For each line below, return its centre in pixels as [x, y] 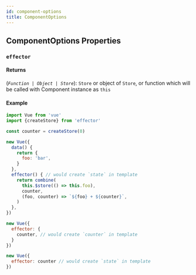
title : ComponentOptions [36, 17]
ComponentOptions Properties [64, 41]
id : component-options [34, 11]
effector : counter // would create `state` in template [81, 261]
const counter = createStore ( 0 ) [45, 131]
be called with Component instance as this [58, 89]
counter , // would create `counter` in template [77, 234]
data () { [22, 147]
